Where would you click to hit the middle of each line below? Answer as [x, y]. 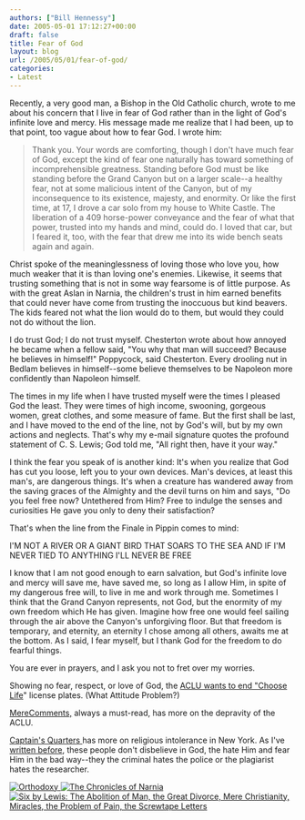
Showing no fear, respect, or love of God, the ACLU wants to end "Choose [148, 685]
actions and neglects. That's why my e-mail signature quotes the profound [149, 434]
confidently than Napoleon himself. [75, 378]
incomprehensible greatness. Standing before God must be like [150, 168]
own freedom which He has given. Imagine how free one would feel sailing [149, 612]
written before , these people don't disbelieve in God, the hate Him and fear [150, 749]
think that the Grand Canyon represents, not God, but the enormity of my [146, 602]
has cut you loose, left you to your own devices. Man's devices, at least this [151, 471]
